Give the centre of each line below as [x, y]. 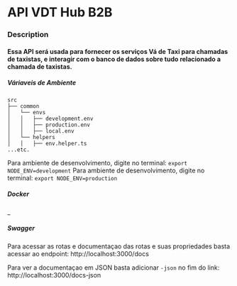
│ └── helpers [31, 137]
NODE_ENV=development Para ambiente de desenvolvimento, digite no [106, 170]
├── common [23, 106]
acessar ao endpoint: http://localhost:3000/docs [78, 253]
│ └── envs [27, 112]
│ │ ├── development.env [50, 119]
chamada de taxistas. [40, 66]
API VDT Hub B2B [60, 12]
